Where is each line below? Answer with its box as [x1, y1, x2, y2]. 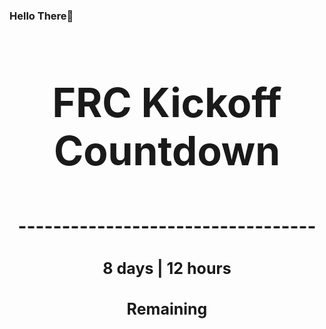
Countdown [53, 125, 281, 175]
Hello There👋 [9, 9, 74, 23]
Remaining [126, 299, 208, 319]
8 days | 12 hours [102, 258, 232, 278]
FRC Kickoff [52, 77, 282, 127]
